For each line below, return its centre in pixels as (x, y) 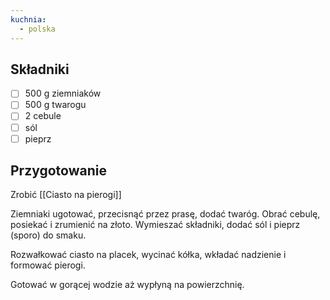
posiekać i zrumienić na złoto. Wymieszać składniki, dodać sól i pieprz (155, 225)
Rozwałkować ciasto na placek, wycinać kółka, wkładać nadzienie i (148, 255)
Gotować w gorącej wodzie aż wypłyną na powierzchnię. (127, 285)
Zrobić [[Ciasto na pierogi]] (66, 195)
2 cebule (43, 116)
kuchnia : (28, 19)
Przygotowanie (58, 171)
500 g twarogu (55, 105)
